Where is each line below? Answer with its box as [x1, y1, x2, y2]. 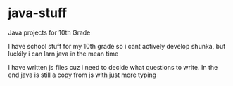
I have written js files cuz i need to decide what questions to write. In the [8, 63, 218, 71]
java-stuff [8, 5, 68, 21]
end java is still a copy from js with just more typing [8, 70, 157, 79]
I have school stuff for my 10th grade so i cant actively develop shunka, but [8, 42, 226, 50]
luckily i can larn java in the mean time [8, 49, 119, 58]
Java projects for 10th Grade [8, 28, 91, 37]
